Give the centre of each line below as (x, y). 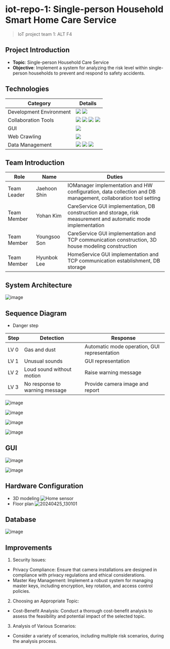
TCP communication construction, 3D (112, 240)
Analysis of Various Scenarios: (45, 626)
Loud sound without (48, 369)
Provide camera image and (117, 384)
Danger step (26, 326)
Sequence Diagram (36, 313)
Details (88, 103)
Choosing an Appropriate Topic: (46, 601)
